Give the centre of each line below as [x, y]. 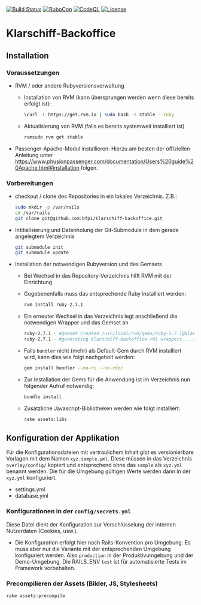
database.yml [32, 496]
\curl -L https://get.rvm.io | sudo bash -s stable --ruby [99, 115]
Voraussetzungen [33, 73]
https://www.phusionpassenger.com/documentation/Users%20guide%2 [104, 161]
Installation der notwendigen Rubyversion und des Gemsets [89, 264]
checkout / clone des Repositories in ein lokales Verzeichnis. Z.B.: [96, 196]
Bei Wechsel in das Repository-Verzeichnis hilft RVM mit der [98, 276]
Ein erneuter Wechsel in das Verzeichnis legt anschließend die [100, 316]
